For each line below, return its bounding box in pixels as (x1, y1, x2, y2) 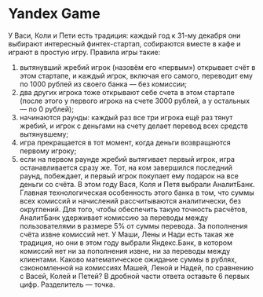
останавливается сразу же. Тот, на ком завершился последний (19, 163, 233, 172)
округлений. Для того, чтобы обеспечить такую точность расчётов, (19, 204, 247, 214)
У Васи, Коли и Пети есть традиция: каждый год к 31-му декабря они (8, 31, 241, 40)
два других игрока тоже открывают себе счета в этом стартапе (19, 87, 236, 97)
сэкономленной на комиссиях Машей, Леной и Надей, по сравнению (19, 262, 254, 272)
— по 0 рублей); (19, 104, 75, 114)
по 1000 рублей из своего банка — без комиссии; (19, 79, 187, 89)
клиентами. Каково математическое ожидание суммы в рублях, (19, 255, 237, 264)
